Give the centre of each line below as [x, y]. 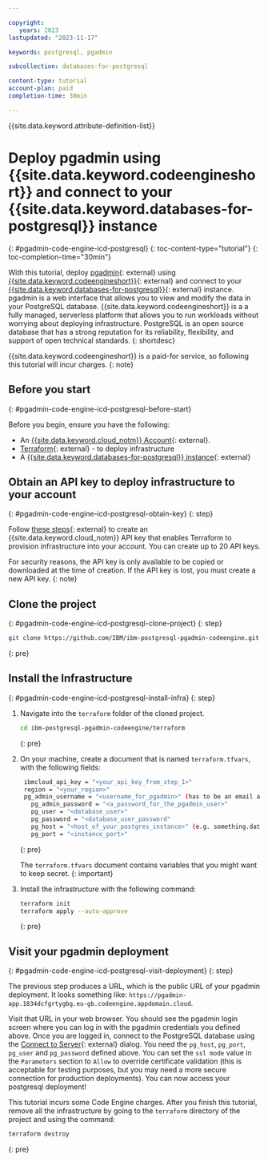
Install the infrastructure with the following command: [108, 889]
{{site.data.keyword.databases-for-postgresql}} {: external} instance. [121, 289]
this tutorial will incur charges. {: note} [71, 364]
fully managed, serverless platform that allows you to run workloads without [134, 315]
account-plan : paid [41, 89]
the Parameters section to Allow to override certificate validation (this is [125, 1061]
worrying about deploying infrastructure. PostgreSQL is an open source [126, 323]
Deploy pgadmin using [85, 158]
